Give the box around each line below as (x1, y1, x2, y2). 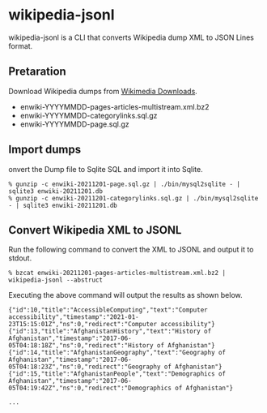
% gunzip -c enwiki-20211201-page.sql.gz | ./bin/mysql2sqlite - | (8, 180, 241, 188)
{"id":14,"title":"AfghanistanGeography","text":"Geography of (8, 349, 227, 357)
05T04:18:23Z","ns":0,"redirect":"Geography (8, 363, 161, 371)
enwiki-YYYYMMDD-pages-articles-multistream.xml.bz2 (19, 101, 210, 111)
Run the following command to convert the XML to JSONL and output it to (8, 245, 254, 255)
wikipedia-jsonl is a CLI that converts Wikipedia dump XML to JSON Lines (8, 32, 255, 42)
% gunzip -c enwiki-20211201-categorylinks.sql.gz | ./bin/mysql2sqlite (8, 194, 259, 202)
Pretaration (8, 65, 66, 79)
